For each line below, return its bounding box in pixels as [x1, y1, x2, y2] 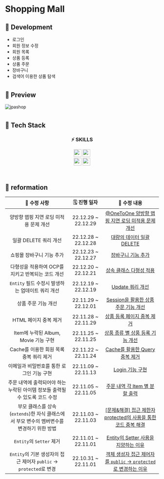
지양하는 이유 [116, 441, 145, 448]
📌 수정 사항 [25, 200, 49, 206]
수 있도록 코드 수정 [17, 394, 58, 401]
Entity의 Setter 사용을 [106, 434, 154, 441]
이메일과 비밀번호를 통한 [8, 362, 61, 369]
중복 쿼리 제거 [22, 353, 52, 360]
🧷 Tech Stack [5, 121, 46, 129]
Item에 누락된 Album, [14, 329, 61, 336]
